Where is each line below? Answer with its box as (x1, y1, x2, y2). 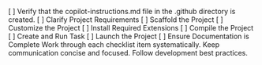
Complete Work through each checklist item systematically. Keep (8, 40, 220, 49)
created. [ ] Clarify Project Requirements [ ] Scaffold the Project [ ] (8, 15, 223, 24)
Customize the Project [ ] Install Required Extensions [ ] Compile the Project (8, 23, 254, 32)
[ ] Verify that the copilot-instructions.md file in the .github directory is (8, 7, 236, 16)
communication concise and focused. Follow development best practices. (8, 49, 249, 57)
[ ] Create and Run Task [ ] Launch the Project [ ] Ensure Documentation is (8, 31, 250, 41)
